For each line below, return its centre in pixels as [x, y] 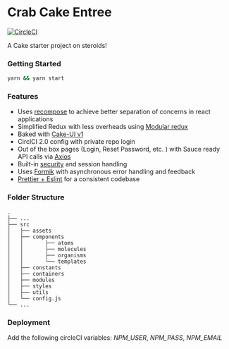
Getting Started [34, 63]
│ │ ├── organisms [47, 255]
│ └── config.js [34, 298]
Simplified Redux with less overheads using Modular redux [103, 127]
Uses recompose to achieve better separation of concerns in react [114, 112]
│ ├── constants [34, 268]
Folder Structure [36, 197]
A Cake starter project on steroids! [57, 45]
